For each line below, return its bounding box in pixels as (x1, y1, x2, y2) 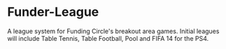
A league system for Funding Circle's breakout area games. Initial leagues (7, 27, 220, 35)
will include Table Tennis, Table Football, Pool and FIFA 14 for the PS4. (7, 34, 209, 42)
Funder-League (7, 4, 99, 20)
